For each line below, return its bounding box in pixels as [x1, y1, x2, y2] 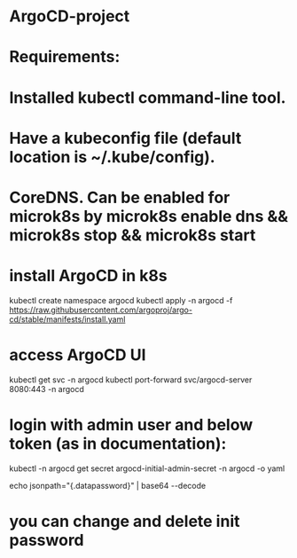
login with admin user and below [9, 415, 254, 435]
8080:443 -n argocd [9, 383, 84, 394]
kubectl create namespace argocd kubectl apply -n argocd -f [9, 295, 233, 305]
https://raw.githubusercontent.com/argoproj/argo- [9, 304, 193, 315]
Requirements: [9, 47, 121, 67]
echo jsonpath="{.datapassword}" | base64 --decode [9, 480, 207, 491]
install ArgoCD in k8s [9, 266, 168, 286]
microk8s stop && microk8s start [9, 224, 256, 245]
